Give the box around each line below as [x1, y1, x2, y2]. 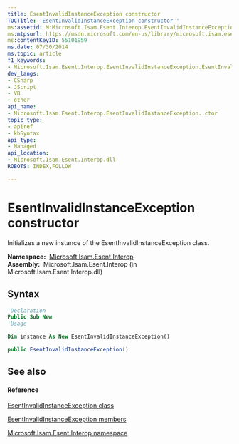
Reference [7, 386, 39, 394]
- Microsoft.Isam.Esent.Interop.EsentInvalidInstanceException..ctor [7, 110, 218, 117]
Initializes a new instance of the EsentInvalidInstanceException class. [7, 238, 210, 247]
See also [7, 366, 46, 378]
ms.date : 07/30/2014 [7, 43, 69, 51]
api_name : [7, 103, 37, 110]
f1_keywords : [7, 57, 46, 64]
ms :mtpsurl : [7, 30, 43, 38]
